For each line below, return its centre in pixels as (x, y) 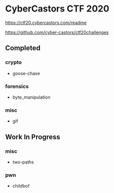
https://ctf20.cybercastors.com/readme (46, 23)
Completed (23, 48)
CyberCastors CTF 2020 (57, 9)
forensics (17, 86)
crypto (13, 62)
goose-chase (26, 73)
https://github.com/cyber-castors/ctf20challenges (57, 32)
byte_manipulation (31, 97)
